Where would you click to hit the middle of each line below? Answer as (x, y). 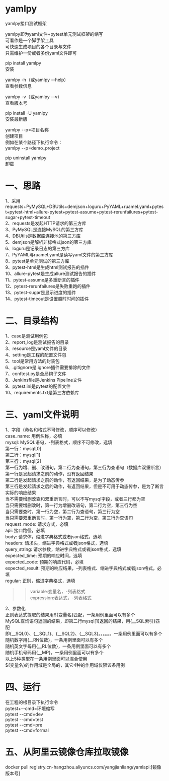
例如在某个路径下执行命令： (34, 142)
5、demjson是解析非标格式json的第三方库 (49, 242)
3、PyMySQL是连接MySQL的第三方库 (44, 229)
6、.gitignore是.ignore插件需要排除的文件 (48, 367)
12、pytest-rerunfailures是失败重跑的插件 (48, 286)
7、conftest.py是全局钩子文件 (36, 374)
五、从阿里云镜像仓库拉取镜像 (67, 752)
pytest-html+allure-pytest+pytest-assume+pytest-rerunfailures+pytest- (84, 211)
